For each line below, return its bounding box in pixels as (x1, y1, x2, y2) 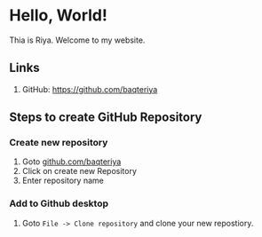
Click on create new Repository (21, 166, 138, 177)
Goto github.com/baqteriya (21, 156, 122, 167)
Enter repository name (21, 175, 104, 186)
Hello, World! (9, 5, 108, 26)
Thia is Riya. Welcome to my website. (9, 35, 146, 45)
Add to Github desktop (9, 197, 109, 209)
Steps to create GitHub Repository (9, 110, 202, 125)
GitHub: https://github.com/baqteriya (21, 83, 158, 94)
